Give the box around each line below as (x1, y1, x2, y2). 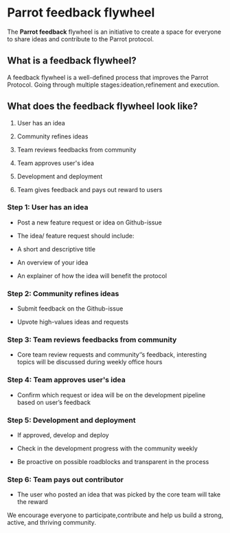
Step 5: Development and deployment (7, 415, 136, 425)
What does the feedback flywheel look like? (7, 101, 198, 112)
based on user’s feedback (16, 398, 91, 406)
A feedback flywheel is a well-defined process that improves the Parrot (7, 73, 209, 81)
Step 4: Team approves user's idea (7, 375, 126, 385)
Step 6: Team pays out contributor (7, 474, 124, 484)
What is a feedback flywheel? (7, 55, 137, 67)
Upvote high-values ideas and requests (16, 318, 129, 326)
